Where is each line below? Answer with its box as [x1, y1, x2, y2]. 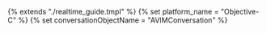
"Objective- [220, 7, 260, 16]
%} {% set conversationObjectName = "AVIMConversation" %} [18, 15, 228, 25]
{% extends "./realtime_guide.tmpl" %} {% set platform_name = [7, 7, 219, 16]
